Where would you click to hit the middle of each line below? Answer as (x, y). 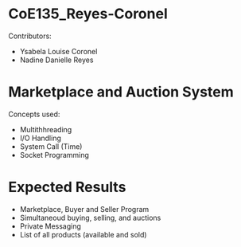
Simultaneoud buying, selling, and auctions (90, 218)
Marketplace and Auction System (121, 92)
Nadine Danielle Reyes (56, 60)
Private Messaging (51, 226)
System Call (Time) (51, 146)
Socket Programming (54, 155)
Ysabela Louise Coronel (58, 51)
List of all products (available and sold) (83, 234)
